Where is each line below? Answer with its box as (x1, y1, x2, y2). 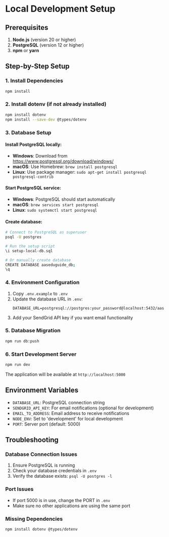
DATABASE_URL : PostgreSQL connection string (12, 399, 105, 405)
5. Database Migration (5, 327, 61, 334)
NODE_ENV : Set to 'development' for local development (12, 415, 123, 421)
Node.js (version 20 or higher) (12, 36, 76, 43)
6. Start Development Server (5, 351, 77, 358)
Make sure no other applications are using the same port (12, 503, 131, 509)
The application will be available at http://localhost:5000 (5, 371, 126, 377)
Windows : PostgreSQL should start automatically (12, 196, 116, 202)
